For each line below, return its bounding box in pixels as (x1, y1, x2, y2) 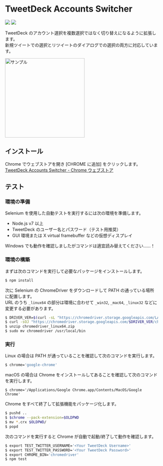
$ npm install (5, 278, 34, 283)
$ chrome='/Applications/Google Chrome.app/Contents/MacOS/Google (5, 388, 142, 393)
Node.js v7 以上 (12, 220, 44, 226)
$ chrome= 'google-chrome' (5, 362, 57, 368)
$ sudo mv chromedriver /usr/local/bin (5, 328, 86, 334)
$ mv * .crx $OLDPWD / (5, 420, 47, 425)
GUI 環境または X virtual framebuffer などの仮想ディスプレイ (12, 233, 132, 238)
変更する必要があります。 (5, 305, 56, 311)
